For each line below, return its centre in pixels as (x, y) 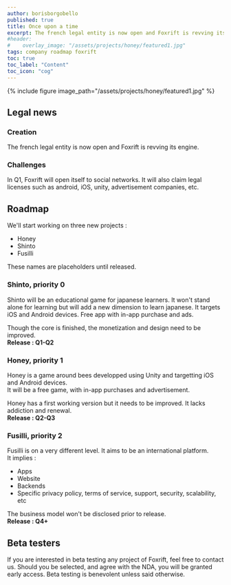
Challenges (26, 165)
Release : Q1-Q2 (31, 342)
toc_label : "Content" (38, 65)
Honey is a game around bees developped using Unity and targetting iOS (111, 375)
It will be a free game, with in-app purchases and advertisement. (99, 389)
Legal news (32, 112)
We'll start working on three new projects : (67, 225)
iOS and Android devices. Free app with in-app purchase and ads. (100, 314)
